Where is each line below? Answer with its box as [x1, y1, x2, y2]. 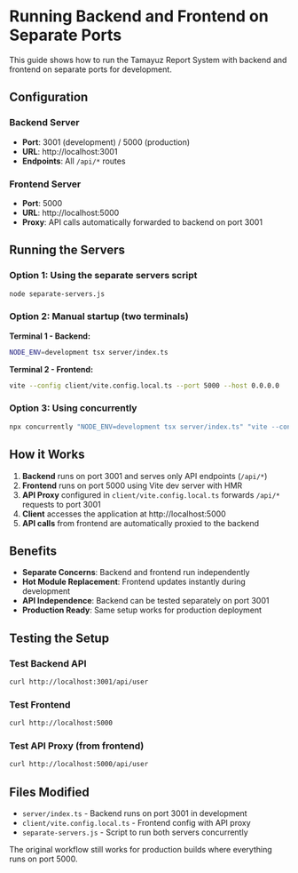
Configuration [9, 90, 89, 105]
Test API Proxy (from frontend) [9, 740, 145, 752]
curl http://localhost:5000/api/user [9, 760, 149, 769]
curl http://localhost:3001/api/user [9, 677, 149, 686]
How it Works [9, 447, 85, 462]
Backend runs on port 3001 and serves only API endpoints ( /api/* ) [21, 470, 268, 481]
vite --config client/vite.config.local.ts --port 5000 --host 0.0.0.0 [9, 380, 279, 390]
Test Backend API [9, 657, 87, 669]
